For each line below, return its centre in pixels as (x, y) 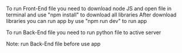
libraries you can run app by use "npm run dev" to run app (77, 21)
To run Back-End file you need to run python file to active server (84, 32)
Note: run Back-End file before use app (53, 44)
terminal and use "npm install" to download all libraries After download (91, 15)
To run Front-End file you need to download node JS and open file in (89, 9)
